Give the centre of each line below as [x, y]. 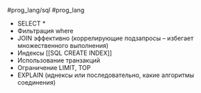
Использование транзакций [59, 60]
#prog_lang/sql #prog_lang [46, 10]
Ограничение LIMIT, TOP [54, 68]
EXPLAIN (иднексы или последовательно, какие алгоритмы [106, 75]
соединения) [36, 82]
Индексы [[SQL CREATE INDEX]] [65, 53]
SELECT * [31, 23]
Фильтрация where [46, 31]
